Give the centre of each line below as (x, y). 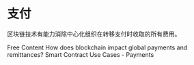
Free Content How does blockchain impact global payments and (97, 47)
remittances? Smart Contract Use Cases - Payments (81, 54)
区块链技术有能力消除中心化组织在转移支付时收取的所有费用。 (94, 34)
